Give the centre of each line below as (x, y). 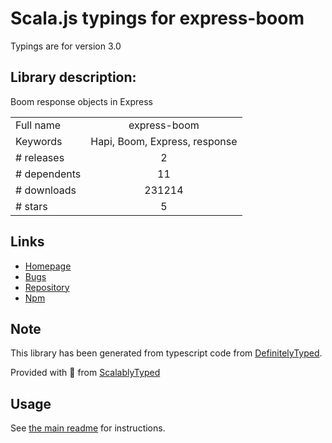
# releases (40, 157)
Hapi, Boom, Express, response (164, 141)
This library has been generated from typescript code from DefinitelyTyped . (166, 353)
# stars (31, 206)
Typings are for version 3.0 (66, 46)
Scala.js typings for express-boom (157, 18)
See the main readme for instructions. (88, 428)
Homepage (48, 266)
